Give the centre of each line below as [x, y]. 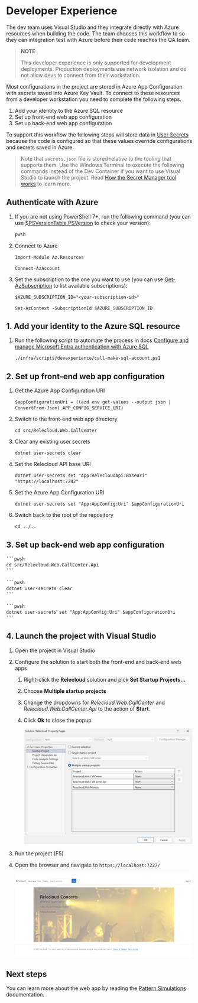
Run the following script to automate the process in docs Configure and [102, 340]
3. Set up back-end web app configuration [85, 545]
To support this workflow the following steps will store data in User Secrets [98, 135]
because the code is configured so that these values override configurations [99, 141]
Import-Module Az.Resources [49, 257]
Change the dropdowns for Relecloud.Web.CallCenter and [94, 702]
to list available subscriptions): [91, 285]
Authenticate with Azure [52, 202]
